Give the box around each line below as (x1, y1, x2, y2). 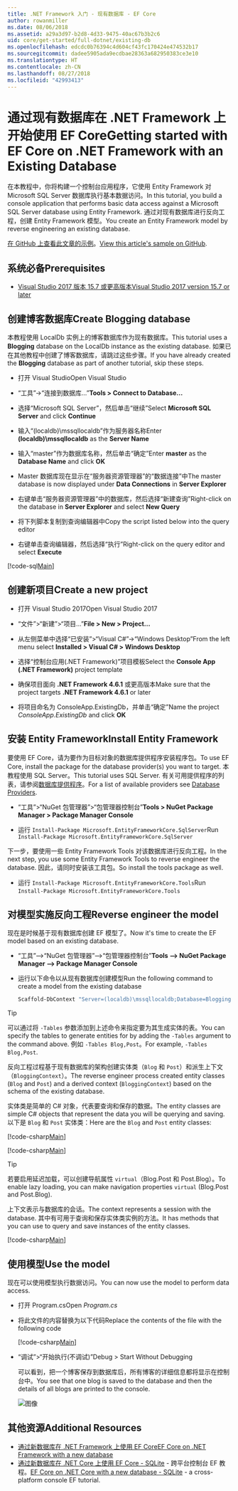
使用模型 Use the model (7, 1258, 110, 1270)
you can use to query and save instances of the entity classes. (7, 1222, 190, 1231)
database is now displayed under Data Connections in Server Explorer (17, 480, 227, 488)
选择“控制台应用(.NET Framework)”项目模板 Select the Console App (17, 657, 216, 665)
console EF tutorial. (43, 1475, 101, 1484)
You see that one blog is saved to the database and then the (36, 1376, 213, 1385)
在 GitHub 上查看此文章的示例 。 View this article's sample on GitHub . (7, 239, 207, 248)
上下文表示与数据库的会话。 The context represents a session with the (7, 1205, 212, 1213)
